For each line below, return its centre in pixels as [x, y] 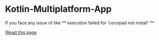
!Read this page [21, 32]
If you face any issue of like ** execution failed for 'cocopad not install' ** [80, 23]
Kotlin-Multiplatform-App [58, 9]
